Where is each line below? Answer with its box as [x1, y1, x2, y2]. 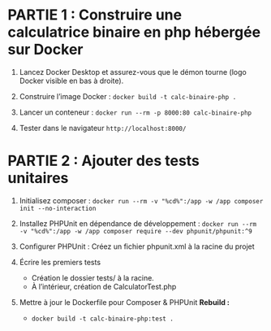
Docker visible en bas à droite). [19, 76, 124, 85]
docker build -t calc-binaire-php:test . [31, 315, 174, 323]
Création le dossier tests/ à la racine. [31, 272, 155, 282]
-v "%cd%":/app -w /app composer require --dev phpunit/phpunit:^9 [19, 227, 252, 235]
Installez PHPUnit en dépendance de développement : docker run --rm [19, 218, 257, 229]
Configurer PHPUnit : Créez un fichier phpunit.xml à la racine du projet [19, 242, 255, 251]
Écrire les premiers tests [19, 257, 101, 267]
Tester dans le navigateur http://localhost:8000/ [19, 123, 187, 133]
